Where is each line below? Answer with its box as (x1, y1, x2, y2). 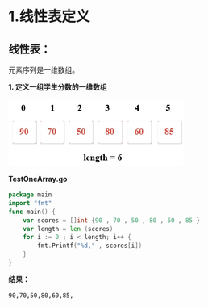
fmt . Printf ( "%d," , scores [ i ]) (37, 242, 143, 250)
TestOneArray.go (8, 175, 68, 183)
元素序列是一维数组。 (8, 65, 79, 74)
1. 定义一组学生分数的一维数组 (8, 82, 107, 91)
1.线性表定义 (8, 7, 90, 26)
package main (8, 191, 52, 199)
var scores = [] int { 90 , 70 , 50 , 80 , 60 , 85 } (23, 216, 200, 225)
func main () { (8, 208, 56, 216)
